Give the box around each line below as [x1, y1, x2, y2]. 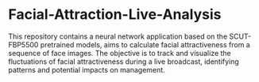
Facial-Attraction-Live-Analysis [8, 6, 222, 24]
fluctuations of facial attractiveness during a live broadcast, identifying [8, 57, 240, 66]
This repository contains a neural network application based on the [8, 32, 228, 41]
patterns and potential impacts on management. [8, 65, 165, 74]
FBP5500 [8, 39, 39, 49]
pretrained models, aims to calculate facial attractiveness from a [40, 39, 250, 49]
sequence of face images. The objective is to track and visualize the [8, 48, 232, 58]
